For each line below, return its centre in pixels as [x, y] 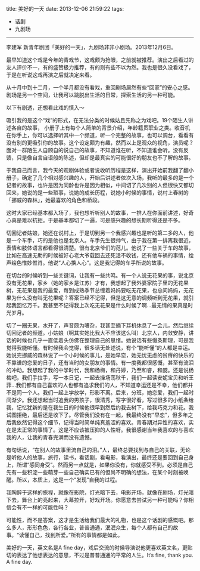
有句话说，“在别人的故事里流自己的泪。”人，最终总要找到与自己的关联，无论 [99, 450]
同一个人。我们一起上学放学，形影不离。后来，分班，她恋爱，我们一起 [102, 392]
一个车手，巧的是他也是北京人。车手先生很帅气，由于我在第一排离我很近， [102, 240]
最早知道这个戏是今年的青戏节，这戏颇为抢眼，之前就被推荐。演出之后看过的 [100, 60]
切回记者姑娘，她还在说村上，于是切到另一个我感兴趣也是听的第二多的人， [97, 233]
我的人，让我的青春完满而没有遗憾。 [51, 437]
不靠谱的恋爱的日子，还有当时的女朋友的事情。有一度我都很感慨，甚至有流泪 [100, 362]
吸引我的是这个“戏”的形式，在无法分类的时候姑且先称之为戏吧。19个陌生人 [97, 120]
